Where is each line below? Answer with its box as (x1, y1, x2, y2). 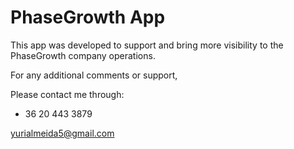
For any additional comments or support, (10, 69, 178, 81)
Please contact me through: (10, 88, 125, 100)
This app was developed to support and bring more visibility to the (10, 39, 284, 51)
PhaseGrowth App (10, 6, 166, 29)
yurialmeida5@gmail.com (10, 127, 115, 139)
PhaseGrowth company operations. (10, 49, 156, 61)
